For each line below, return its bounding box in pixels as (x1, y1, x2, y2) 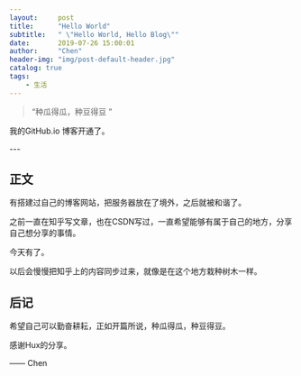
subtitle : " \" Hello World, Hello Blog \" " (9, 30, 179, 39)
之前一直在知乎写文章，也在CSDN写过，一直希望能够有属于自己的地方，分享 (9, 216, 293, 227)
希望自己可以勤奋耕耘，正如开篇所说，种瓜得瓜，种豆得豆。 (9, 321, 231, 332)
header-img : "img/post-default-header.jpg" (9, 55, 176, 64)
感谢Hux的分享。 (9, 340, 72, 351)
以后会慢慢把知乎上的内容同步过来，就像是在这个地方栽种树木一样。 (9, 266, 262, 277)
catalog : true (9, 64, 63, 73)
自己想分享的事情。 (9, 227, 81, 239)
